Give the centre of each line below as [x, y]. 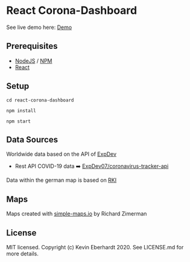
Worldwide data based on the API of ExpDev [61, 154]
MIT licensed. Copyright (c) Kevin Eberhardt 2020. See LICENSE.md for [95, 247]
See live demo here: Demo [39, 27]
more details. [23, 254]
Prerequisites [32, 46]
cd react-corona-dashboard [40, 100]
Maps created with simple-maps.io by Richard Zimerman [77, 214]
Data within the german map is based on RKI [62, 180]
